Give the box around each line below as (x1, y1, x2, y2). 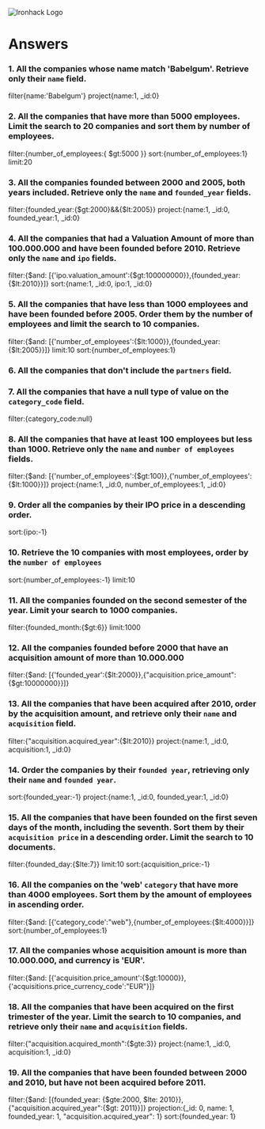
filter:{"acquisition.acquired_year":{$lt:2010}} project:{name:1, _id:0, (8, 736, 229, 745)
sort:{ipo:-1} (8, 527, 47, 537)
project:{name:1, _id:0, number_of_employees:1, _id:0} (51, 479, 227, 490)
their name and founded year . (8, 774, 117, 785)
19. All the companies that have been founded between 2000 (8, 1067, 248, 1078)
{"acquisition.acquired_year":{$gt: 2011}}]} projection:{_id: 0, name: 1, (8, 1104, 235, 1113)
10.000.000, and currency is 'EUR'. (8, 955, 146, 966)
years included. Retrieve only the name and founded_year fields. (8, 187, 252, 198)
